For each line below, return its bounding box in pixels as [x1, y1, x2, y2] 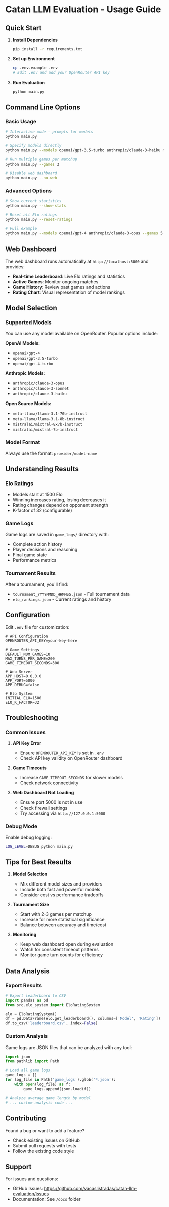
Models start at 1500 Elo [12, 492, 63, 498]
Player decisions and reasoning [12, 546, 78, 552]
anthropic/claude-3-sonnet [12, 386, 69, 391]
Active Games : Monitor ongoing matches [12, 278, 99, 285]
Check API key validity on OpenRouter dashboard [20, 755, 123, 761]
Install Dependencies [12, 37, 58, 43]
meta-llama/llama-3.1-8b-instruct [12, 417, 85, 422]
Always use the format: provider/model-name [5, 450, 97, 456]
